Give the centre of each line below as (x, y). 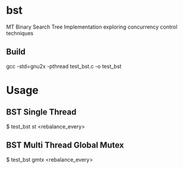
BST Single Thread (41, 112)
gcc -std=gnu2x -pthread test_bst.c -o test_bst (64, 66)
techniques (20, 33)
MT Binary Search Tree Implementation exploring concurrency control (92, 27)
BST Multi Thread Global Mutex (65, 145)
